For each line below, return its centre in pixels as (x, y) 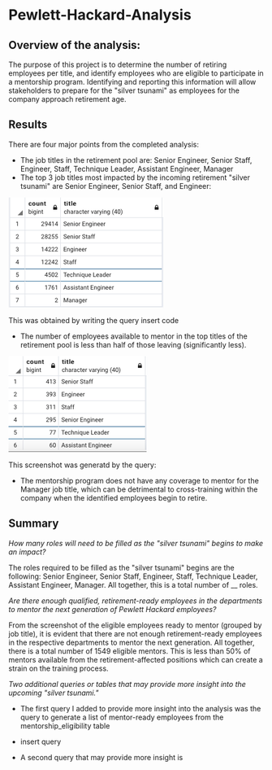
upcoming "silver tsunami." (54, 693)
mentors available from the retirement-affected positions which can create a (136, 659)
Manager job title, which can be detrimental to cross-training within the (139, 489)
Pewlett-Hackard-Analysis (100, 15)
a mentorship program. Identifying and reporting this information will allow (132, 82)
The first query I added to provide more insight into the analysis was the (140, 708)
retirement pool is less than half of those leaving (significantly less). (133, 344)
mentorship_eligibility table (65, 725)
